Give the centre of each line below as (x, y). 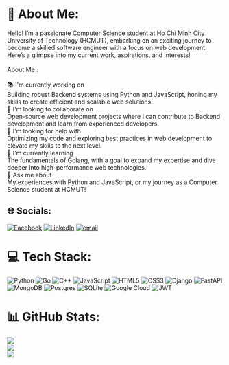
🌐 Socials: (29, 211)
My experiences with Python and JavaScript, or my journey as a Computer (112, 182)
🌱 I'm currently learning (40, 153)
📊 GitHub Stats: (54, 317)
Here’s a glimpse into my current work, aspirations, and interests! (99, 55)
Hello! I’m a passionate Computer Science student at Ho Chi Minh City (106, 33)
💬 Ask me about (29, 175)
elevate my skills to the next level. (55, 145)
